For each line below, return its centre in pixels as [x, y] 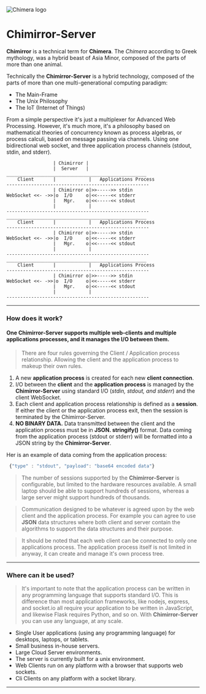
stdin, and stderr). [29, 152]
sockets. [26, 672]
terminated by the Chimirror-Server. [60, 417]
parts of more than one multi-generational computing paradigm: [87, 83]
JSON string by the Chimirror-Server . [63, 443]
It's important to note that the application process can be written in [105, 589]
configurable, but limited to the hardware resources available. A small [109, 484]
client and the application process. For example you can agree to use [109, 515]
